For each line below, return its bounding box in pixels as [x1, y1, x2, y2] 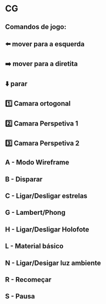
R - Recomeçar [5, 275, 52, 284]
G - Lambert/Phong [5, 208, 66, 217]
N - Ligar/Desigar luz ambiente [5, 259, 101, 267]
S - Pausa [5, 292, 35, 301]
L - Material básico [5, 242, 64, 250]
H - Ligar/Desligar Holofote [5, 225, 90, 234]
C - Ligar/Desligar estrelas [5, 192, 88, 200]
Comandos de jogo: [5, 23, 67, 31]
